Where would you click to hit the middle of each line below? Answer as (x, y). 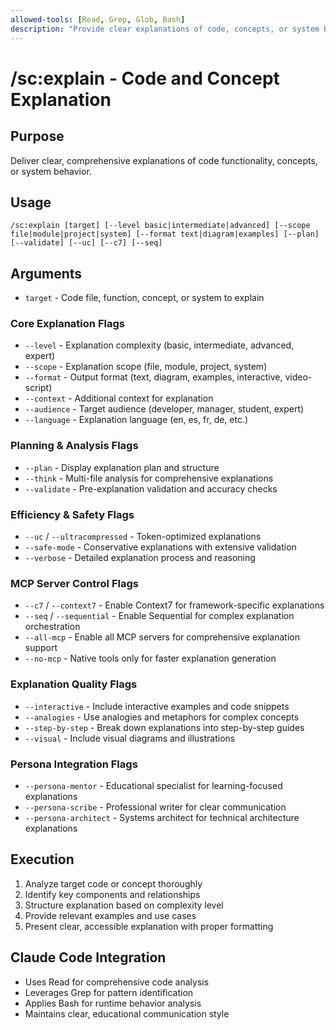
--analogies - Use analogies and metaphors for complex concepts (162, 717)
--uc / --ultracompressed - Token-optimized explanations (143, 537)
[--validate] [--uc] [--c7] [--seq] (86, 243)
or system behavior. (51, 171)
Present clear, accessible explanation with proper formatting (149, 926)
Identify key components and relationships (112, 894)
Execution (42, 859)
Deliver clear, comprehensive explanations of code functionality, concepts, (164, 160)
